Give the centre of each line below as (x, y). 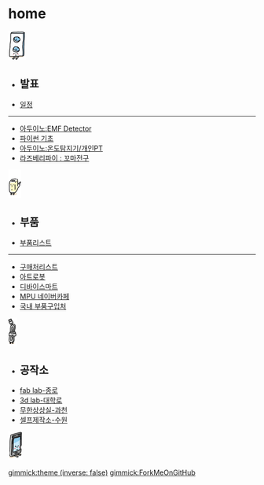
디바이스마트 (39, 286)
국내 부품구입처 (43, 306)
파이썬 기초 (37, 138)
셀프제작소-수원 (44, 420)
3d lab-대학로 (41, 400)
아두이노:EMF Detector (55, 128)
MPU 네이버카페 (44, 296)
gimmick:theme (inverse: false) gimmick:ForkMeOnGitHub (102, 472)
